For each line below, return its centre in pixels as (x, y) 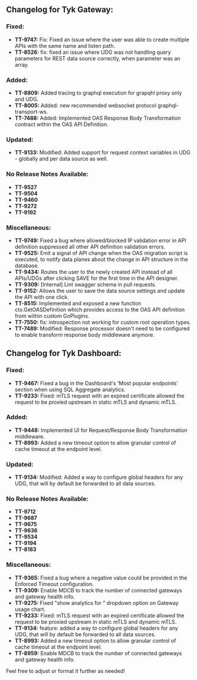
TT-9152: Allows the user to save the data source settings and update (100, 291)
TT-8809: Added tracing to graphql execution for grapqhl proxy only (98, 93)
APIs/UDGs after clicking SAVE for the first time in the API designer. (96, 278)
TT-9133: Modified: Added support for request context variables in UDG (102, 153)
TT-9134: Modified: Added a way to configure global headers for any (99, 477)
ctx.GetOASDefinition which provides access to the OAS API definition (100, 310)
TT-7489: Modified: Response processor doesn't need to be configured (102, 328)
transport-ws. (31, 111)
